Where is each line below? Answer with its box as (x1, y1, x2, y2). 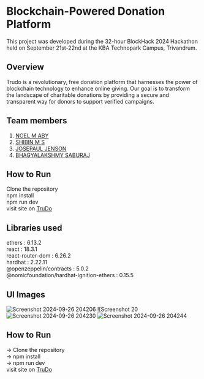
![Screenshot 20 (97, 305, 138, 313)
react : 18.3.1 (6, 245, 38, 253)
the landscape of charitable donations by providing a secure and (6, 91, 170, 99)
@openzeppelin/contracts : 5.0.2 (6, 265, 89, 272)
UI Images (6, 289, 46, 300)
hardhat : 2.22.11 (6, 259, 48, 266)
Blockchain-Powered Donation (6, 4, 165, 18)
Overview (6, 62, 45, 72)
